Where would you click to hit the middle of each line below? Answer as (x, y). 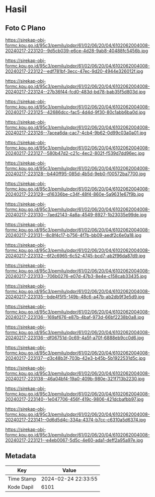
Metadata (21, 456)
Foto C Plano (25, 28)
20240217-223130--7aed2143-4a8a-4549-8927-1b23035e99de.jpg (76, 215)
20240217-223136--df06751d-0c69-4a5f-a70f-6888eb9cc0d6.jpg (75, 338)
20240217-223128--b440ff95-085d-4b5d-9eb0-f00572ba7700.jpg (75, 174)
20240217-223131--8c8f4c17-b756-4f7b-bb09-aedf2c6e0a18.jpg (73, 235)
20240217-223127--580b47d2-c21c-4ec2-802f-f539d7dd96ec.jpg (75, 153)
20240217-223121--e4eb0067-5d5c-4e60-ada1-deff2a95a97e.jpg (74, 440)
